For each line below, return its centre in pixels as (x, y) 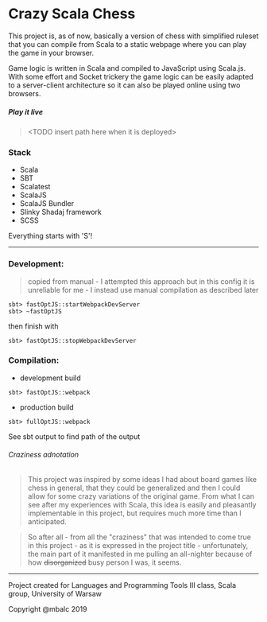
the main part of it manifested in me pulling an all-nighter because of (140, 554)
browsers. (25, 93)
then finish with (33, 326)
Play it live (26, 111)
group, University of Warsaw (55, 594)
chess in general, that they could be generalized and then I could (134, 488)
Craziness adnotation (44, 455)
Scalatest (35, 187)
